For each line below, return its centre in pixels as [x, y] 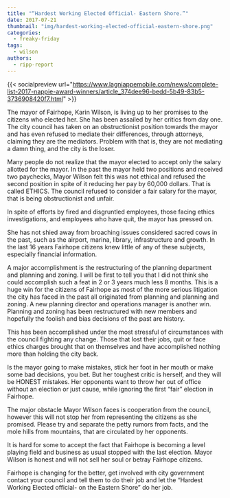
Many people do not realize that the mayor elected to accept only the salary [114, 161]
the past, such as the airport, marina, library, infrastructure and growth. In [111, 239]
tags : [15, 45]
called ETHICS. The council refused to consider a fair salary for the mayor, [112, 191]
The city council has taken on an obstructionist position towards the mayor [113, 126]
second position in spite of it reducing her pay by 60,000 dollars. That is [109, 183]
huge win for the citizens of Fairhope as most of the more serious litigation [113, 289]
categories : [24, 33]
